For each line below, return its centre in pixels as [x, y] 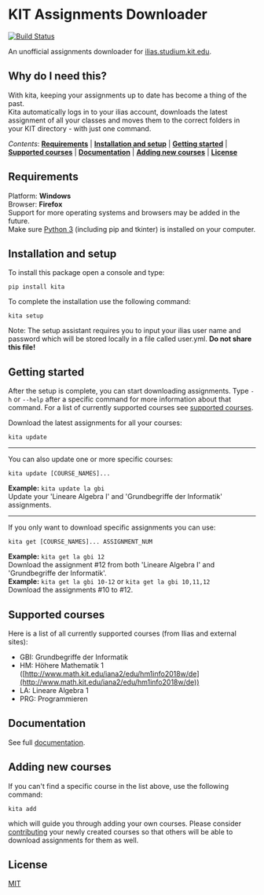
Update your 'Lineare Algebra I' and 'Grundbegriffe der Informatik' [115, 497]
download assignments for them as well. [73, 840]
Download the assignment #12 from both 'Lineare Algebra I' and [112, 565]
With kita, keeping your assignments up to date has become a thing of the [128, 95]
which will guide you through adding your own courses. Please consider [125, 823]
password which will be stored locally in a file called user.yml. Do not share [130, 339]
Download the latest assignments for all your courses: [95, 423]
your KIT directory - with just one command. [80, 128]
